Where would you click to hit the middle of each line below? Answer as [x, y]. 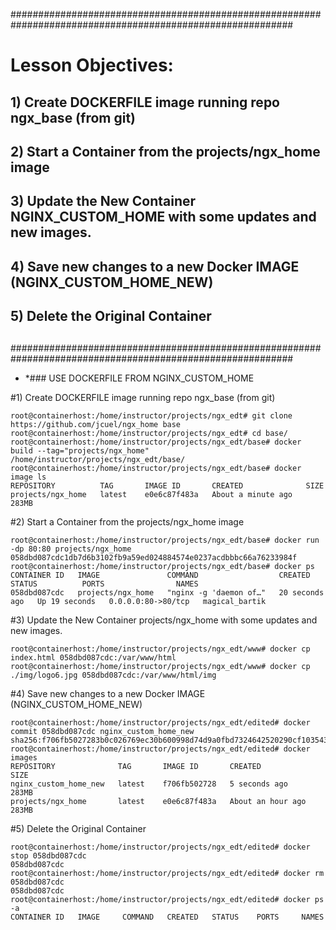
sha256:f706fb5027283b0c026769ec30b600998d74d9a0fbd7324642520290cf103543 [169, 740]
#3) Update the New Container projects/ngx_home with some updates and [164, 620]
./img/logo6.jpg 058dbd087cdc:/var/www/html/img [113, 675]
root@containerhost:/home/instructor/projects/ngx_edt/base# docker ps [162, 566]
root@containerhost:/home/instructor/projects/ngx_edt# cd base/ [149, 433]
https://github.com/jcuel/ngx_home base [96, 424]
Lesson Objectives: [92, 65]
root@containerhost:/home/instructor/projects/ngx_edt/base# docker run [165, 540]
